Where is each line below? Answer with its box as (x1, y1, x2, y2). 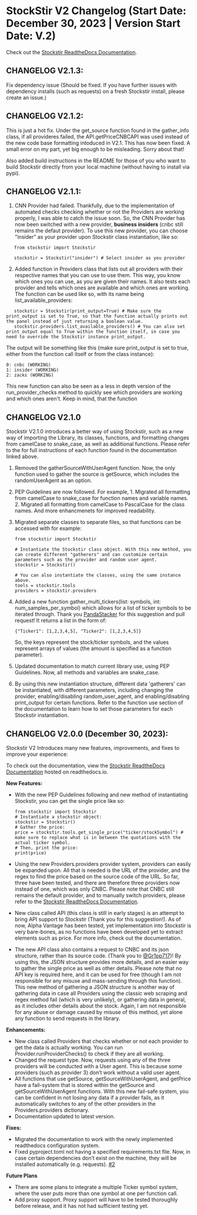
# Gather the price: (14, 824, 65, 830)
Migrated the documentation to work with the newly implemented (14, 1136, 173, 1142)
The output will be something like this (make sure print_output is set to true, (6, 344, 189, 351)
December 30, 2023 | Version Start (6, 17, 181, 30)
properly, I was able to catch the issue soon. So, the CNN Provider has (14, 215, 185, 222)
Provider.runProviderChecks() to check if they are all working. (14, 1051, 165, 1057)
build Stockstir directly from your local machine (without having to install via (6, 163, 190, 170)
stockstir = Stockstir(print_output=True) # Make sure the (14, 308, 162, 314)
